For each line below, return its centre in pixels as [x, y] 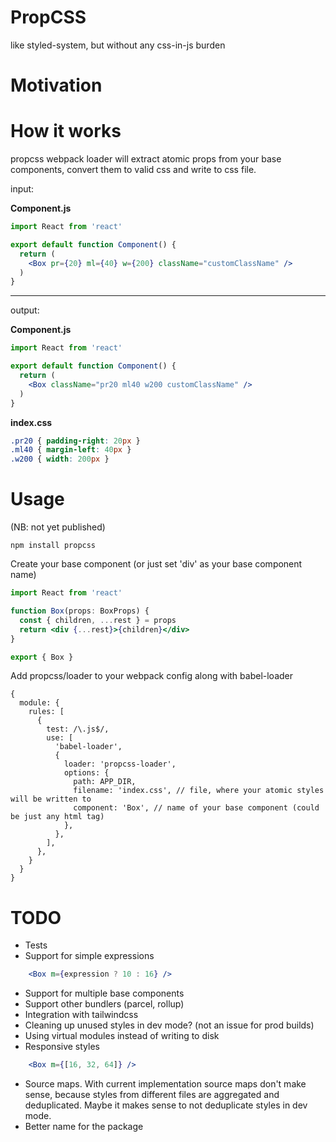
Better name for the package [84, 1127]
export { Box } [42, 657]
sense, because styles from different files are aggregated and [152, 1095]
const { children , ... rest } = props [98, 620]
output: [25, 310]
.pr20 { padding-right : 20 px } [75, 441]
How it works [66, 131]
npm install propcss [53, 546]
